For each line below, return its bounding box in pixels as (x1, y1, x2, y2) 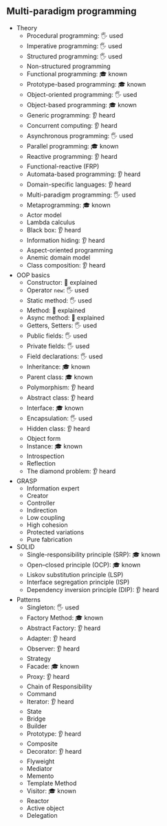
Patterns (16, 595, 41, 604)
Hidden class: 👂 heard (26, 424, 91, 433)
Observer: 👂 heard (26, 644, 80, 653)
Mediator (26, 764, 53, 772)
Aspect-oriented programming (26, 246, 113, 254)
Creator (26, 491, 49, 499)
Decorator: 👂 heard (26, 747, 82, 755)
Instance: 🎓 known (26, 442, 83, 450)
